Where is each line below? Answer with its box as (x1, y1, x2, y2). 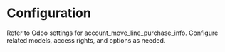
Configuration (6, 5, 92, 21)
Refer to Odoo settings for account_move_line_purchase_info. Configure (6, 28, 219, 37)
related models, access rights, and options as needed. (6, 36, 166, 44)
